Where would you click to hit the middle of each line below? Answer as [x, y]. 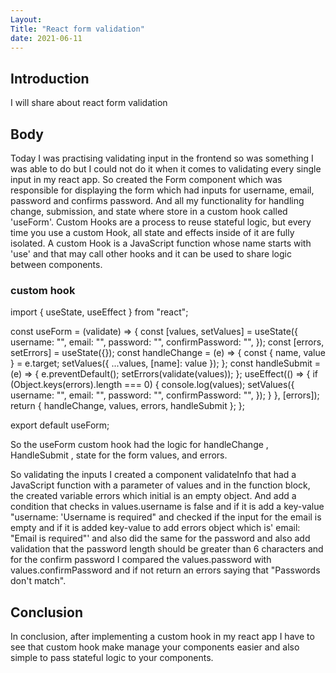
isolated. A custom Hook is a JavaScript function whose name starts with [161, 243]
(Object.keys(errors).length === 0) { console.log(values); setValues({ [152, 385]
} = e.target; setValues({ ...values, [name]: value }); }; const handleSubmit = [166, 363]
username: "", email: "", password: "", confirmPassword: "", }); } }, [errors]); [165, 395]
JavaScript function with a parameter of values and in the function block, [160, 485]
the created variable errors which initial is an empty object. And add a [153, 496]
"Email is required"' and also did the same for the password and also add [160, 538]
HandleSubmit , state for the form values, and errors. [119, 455]
